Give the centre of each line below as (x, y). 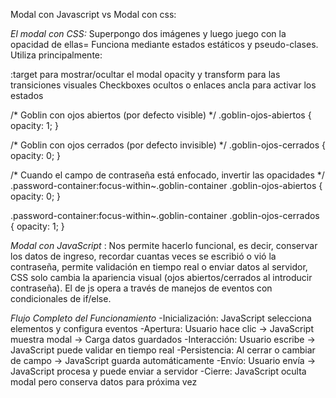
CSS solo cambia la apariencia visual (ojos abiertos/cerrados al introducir (161, 277)
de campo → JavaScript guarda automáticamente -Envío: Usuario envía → (163, 360)
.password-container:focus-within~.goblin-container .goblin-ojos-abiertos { (166, 185)
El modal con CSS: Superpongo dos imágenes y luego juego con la (148, 33)
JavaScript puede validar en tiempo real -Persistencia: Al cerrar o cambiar (163, 350)
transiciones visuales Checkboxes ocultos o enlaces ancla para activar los (163, 85)
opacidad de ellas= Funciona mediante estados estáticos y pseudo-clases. (164, 44)
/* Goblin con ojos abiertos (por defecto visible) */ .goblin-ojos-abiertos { (161, 115)
